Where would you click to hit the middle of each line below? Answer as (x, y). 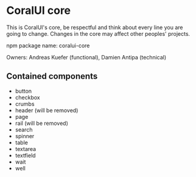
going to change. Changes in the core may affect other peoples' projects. (98, 33)
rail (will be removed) (42, 123)
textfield (25, 155)
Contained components (52, 76)
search (24, 129)
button (23, 91)
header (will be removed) (47, 110)
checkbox (28, 97)
